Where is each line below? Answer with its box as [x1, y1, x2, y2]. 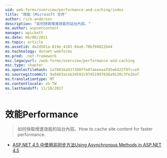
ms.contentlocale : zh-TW [5, 81, 57, 86]
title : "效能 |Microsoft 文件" [5, 12, 67, 17]
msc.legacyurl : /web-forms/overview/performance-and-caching [5, 58, 135, 63]
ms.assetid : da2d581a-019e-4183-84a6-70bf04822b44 [5, 44, 113, 49]
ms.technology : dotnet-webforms [5, 49, 72, 54]
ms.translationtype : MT [5, 77, 55, 81]
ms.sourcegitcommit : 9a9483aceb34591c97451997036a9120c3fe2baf [5, 72, 140, 77]
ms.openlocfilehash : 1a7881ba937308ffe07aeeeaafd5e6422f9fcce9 [5, 68, 140, 73]
